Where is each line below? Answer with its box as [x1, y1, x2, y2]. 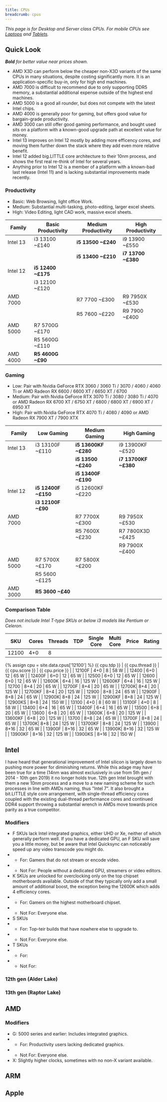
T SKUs [12, 942, 28, 948]
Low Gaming [38, 430, 68, 437]
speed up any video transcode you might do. [12, 846, 104, 852]
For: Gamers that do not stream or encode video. [19, 857, 120, 863]
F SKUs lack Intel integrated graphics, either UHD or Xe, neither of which [12, 830, 162, 837]
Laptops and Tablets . [5, 31, 49, 37]
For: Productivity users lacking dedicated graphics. [19, 1041, 124, 1047]
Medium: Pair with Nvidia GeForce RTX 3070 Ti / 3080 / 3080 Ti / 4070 [12, 393, 159, 400]
